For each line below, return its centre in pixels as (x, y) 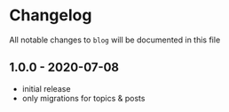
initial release (46, 88)
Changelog (51, 15)
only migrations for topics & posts (83, 98)
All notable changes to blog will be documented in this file (115, 40)
